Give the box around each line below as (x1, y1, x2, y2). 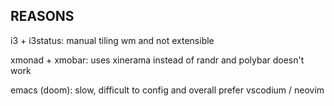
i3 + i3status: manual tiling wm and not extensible (10, 34, 215, 46)
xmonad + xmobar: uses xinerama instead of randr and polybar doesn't (10, 54, 305, 66)
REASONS (10, 8, 75, 25)
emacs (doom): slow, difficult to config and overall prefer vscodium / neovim (10, 84, 325, 96)
